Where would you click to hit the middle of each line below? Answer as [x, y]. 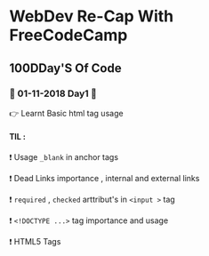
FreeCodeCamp [68, 35]
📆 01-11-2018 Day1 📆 [53, 93]
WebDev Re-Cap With [92, 16]
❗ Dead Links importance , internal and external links [104, 179]
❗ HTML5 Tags [35, 242]
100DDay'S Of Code [65, 68]
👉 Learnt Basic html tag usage [66, 113]
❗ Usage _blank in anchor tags [64, 157]
